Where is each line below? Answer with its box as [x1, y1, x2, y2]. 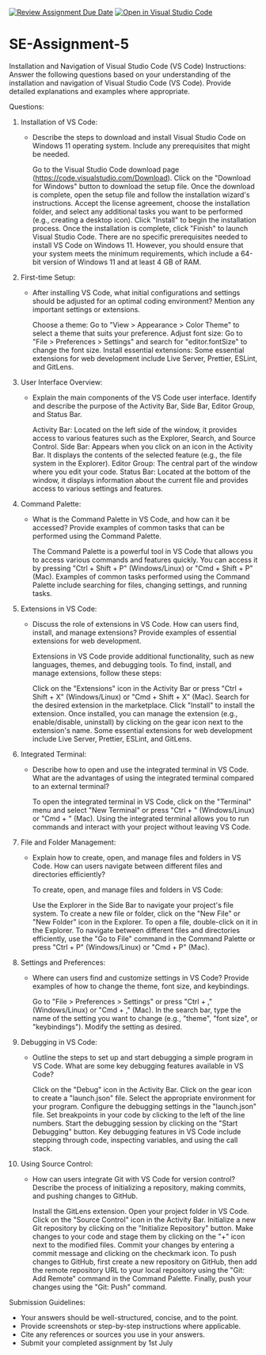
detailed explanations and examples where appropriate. [9, 86, 191, 96]
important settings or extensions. [32, 305, 141, 314]
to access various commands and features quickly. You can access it [32, 555, 258, 564]
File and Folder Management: [20, 837, 116, 847]
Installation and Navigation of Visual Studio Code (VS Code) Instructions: [9, 61, 246, 70]
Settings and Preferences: [20, 958, 106, 967]
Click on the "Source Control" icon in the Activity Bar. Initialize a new [32, 1215, 256, 1224]
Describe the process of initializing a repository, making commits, [32, 1182, 246, 1192]
